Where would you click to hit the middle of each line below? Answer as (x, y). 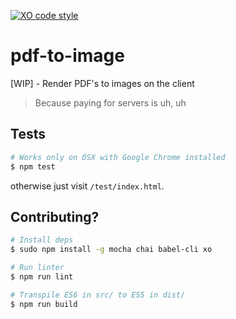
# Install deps (42, 240)
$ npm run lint (42, 276)
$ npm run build (44, 304)
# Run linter (37, 268)
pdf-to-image (67, 56)
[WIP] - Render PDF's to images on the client (102, 83)
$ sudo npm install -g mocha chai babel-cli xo (111, 250)
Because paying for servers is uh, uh (110, 102)
